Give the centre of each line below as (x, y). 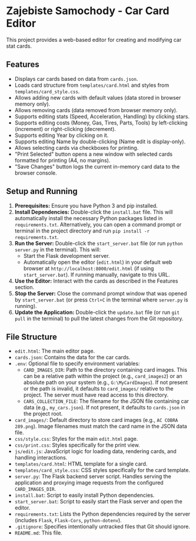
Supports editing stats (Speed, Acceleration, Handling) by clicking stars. (102, 116)
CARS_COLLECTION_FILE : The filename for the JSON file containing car (106, 401)
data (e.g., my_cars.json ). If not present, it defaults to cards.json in (104, 408)
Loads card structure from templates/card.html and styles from (92, 85)
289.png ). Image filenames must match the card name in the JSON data (101, 427)
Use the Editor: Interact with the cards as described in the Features (96, 281)
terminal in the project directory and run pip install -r (82, 231)
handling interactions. (41, 458)
